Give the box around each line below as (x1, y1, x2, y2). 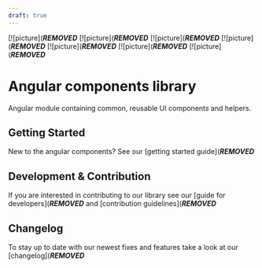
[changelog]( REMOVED (8, 251, 85, 260)
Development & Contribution (8, 170, 151, 183)
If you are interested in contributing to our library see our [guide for (8, 190, 226, 200)
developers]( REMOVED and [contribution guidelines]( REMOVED (8, 199, 216, 208)
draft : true (8, 11, 47, 20)
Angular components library (8, 77, 197, 95)
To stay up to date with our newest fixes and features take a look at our (8, 243, 238, 251)
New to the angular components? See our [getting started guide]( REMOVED (8, 147, 255, 156)
